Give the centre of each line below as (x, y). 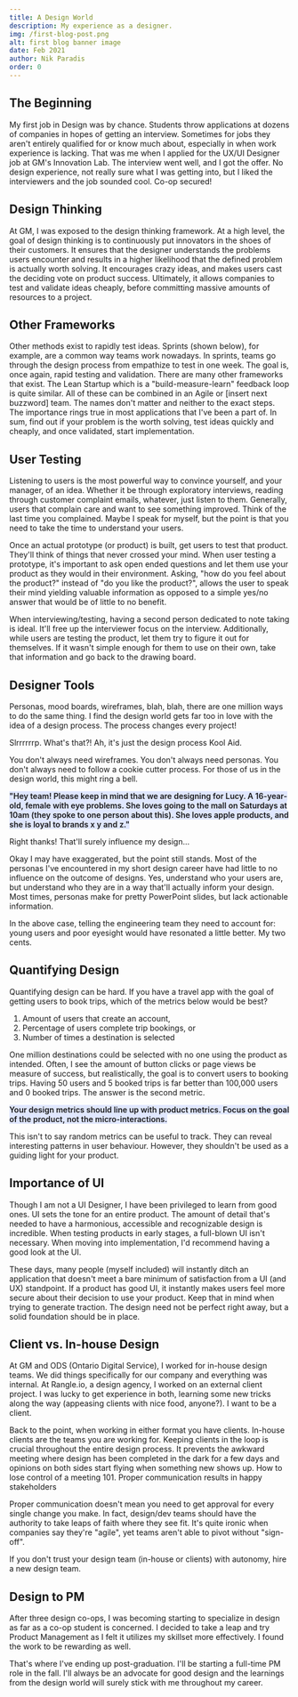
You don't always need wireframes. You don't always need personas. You (144, 760)
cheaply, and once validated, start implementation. (102, 432)
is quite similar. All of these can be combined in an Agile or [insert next (138, 393)
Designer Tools (52, 685)
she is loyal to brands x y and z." (70, 824)
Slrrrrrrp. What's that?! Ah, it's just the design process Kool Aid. (126, 742)
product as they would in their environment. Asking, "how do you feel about (148, 574)
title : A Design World (51, 17)
